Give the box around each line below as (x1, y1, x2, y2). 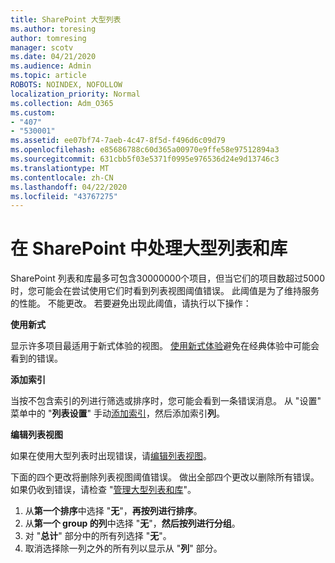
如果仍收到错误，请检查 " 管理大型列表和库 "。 (10, 484, 197, 496)
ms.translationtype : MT (10, 163, 110, 173)
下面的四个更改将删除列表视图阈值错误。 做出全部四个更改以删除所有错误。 (10, 471, 320, 483)
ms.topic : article (10, 71, 87, 81)
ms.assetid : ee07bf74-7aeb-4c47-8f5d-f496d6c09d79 (10, 136, 226, 146)
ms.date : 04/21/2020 (10, 52, 97, 62)
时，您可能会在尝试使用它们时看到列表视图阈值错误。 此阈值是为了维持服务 (10, 285, 320, 297)
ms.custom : (10, 107, 56, 118)
